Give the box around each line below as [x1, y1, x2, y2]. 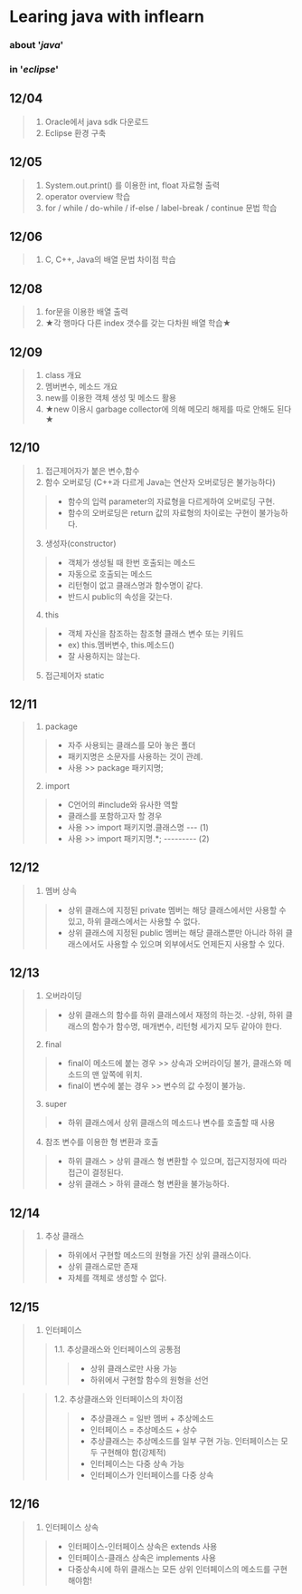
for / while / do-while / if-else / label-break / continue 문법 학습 [44, 202, 278, 213]
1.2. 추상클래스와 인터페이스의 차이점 [53, 1394, 184, 1404]
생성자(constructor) [44, 538, 117, 549]
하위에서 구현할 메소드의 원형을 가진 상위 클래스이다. [67, 1249, 251, 1261]
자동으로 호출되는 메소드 [67, 569, 153, 579]
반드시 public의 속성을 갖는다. [67, 591, 174, 602]
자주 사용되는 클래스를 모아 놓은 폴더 [67, 739, 196, 750]
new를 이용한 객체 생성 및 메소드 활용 [44, 393, 177, 403]
